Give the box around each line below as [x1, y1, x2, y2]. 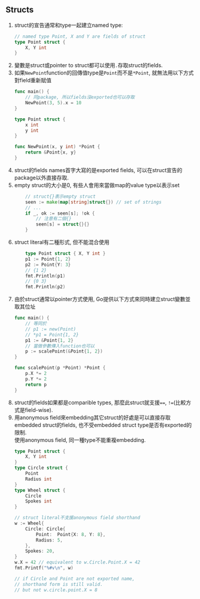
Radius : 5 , [36, 537, 63, 543]
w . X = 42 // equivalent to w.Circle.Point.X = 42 [14, 559, 141, 565]
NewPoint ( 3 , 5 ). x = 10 [25, 100, 82, 106]
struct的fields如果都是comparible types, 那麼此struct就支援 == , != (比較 [14, 399, 186, 406]
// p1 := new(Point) [25, 326, 76, 332]
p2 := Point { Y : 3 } [25, 261, 71, 267]
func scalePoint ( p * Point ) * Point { [14, 365, 106, 371]
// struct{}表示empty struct [25, 193, 96, 200]
